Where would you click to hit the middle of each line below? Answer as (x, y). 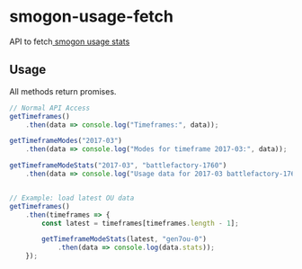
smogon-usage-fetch (91, 17)
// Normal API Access (50, 108)
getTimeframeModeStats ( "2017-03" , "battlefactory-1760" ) (118, 166)
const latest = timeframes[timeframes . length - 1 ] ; (141, 223)
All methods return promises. (63, 91)
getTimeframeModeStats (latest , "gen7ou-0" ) (124, 239)
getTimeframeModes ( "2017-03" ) (66, 141)
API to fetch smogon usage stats (70, 41)
